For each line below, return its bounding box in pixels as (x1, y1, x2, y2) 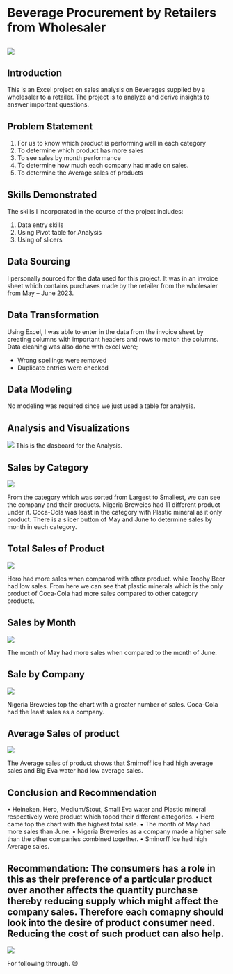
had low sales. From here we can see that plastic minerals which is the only (7, 581, 223, 590)
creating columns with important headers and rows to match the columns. (7, 335, 219, 343)
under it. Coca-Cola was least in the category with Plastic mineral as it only (7, 508, 223, 517)
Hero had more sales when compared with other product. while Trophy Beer (7, 574, 225, 583)
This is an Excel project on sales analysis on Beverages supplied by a (7, 86, 206, 94)
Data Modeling (7, 384, 72, 395)
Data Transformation (7, 309, 99, 321)
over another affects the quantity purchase (7, 884, 198, 896)
